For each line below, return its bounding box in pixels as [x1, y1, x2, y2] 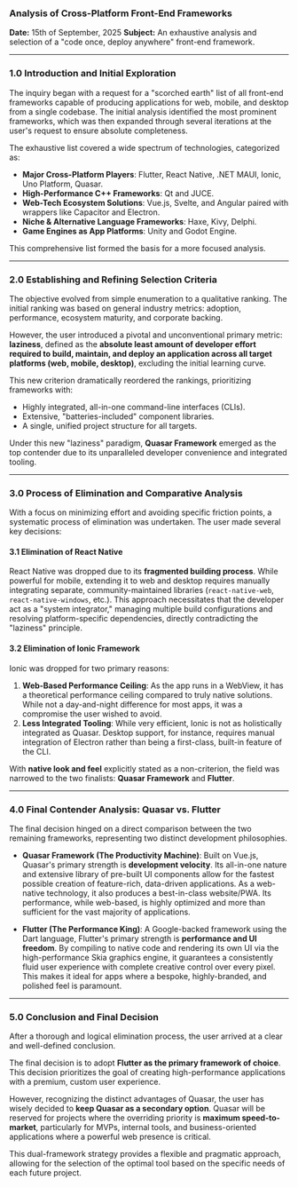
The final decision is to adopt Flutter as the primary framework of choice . [9, 1057, 281, 1068]
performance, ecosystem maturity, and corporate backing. [9, 312, 223, 322]
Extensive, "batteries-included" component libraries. [21, 411, 215, 422]
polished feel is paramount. [21, 980, 122, 991]
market [9, 1122, 37, 1133]
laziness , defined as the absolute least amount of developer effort [9, 338, 257, 349]
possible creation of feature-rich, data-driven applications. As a [21, 878, 255, 889]
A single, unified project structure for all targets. [21, 420, 198, 431]
